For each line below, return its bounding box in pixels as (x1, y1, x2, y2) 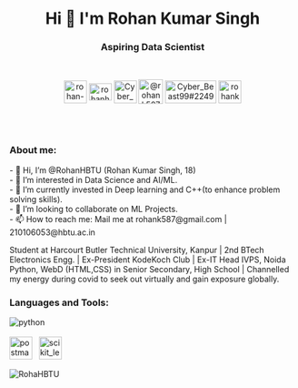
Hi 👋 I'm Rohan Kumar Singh (45, 8, 261, 29)
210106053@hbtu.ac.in (9, 227, 95, 238)
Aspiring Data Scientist (100, 41, 205, 54)
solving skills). (9, 193, 64, 204)
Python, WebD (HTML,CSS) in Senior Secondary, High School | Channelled (9, 263, 290, 274)
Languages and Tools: (9, 296, 109, 309)
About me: (9, 144, 57, 157)
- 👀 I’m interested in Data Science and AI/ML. (9, 174, 178, 185)
